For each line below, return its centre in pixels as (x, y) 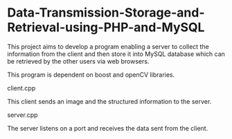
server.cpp (23, 115)
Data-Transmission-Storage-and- (106, 13)
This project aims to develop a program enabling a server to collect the (108, 46)
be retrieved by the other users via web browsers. (78, 61)
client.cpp (21, 88)
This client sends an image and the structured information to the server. (109, 101)
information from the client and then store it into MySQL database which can (116, 54)
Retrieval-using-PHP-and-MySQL (106, 27)
